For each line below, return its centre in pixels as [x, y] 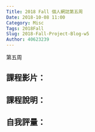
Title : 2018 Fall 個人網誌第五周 [45, 12]
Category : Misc [25, 23]
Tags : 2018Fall [25, 28]
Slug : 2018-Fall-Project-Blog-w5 [48, 34]
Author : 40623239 [28, 39]
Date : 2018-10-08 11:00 [36, 17]
